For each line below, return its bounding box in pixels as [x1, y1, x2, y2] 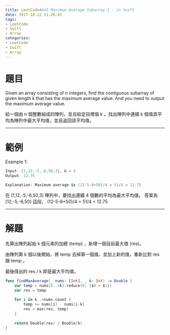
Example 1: [5, 159, 28, 165]
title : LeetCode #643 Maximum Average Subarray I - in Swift [5, 7, 135, 13]
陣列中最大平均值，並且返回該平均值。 [14, 117, 94, 124]
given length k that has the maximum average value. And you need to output [5, 95, 164, 102]
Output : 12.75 [5, 173, 35, 178]
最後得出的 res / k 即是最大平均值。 [5, 268, 79, 274]
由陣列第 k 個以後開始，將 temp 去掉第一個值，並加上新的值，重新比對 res [5, 251, 160, 257]
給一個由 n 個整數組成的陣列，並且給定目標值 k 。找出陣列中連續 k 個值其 [5, 111, 158, 117]
